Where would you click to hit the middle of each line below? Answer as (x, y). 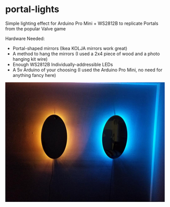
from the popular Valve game (35, 28)
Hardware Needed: (25, 38)
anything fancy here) (34, 75)
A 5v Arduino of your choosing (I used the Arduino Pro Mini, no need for (88, 70)
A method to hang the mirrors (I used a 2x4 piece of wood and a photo (86, 54)
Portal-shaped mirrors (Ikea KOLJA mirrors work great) (70, 48)
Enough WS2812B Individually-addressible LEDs (63, 64)
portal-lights (32, 9)
